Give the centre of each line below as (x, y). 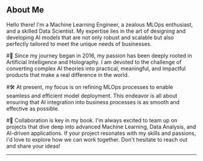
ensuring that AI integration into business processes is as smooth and (93, 102)
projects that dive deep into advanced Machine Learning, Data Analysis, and (101, 126)
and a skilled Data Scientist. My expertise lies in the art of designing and (96, 31)
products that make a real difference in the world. (68, 74)
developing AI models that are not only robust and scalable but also (90, 37)
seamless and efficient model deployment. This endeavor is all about (92, 96)
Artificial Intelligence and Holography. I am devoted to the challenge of (94, 62)
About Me (25, 10)
